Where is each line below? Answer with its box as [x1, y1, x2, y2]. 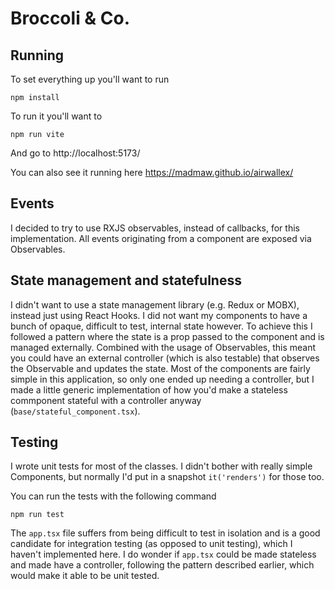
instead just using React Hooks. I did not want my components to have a [10, 309, 308, 321]
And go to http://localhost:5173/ [10, 147, 141, 159]
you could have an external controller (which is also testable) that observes [10, 352, 320, 364]
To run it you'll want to [10, 110, 103, 122]
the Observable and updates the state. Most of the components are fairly [10, 362, 311, 374]
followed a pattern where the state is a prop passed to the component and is [10, 330, 325, 342]
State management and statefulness [10, 272, 242, 289]
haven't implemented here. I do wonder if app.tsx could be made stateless [10, 548, 317, 561]
